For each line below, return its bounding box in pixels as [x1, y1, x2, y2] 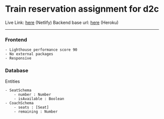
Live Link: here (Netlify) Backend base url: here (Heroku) [5, 20, 119, 25]
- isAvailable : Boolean [14, 96, 64, 101]
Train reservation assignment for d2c [5, 3, 159, 15]
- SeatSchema [5, 88, 32, 93]
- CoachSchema [5, 100, 34, 105]
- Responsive [5, 56, 32, 61]
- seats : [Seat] [14, 105, 49, 110]
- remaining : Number [14, 109, 58, 114]
